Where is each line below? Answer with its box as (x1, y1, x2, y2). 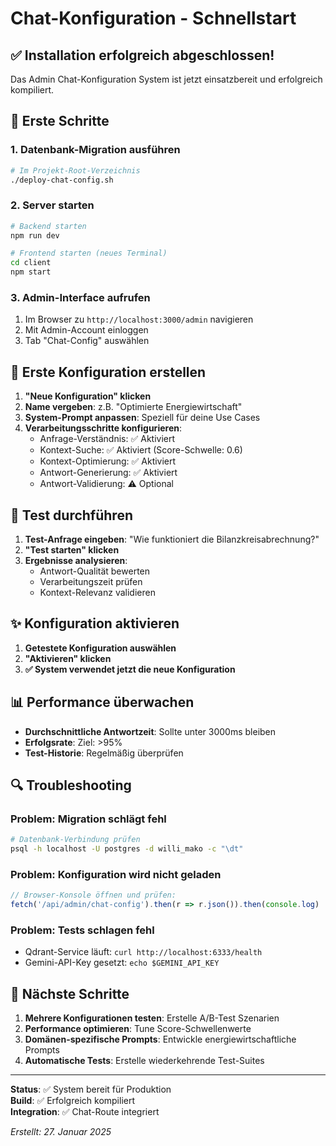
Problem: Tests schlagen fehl (10, 923, 155, 937)
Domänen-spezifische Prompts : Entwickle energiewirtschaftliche (24, 1033, 297, 1046)
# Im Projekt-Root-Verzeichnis (10, 165, 141, 176)
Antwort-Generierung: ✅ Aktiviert (39, 467, 178, 479)
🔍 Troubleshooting (10, 777, 132, 794)
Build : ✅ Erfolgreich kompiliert (10, 1095, 136, 1107)
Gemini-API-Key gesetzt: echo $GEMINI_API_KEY (24, 957, 220, 969)
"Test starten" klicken (24, 544, 120, 556)
